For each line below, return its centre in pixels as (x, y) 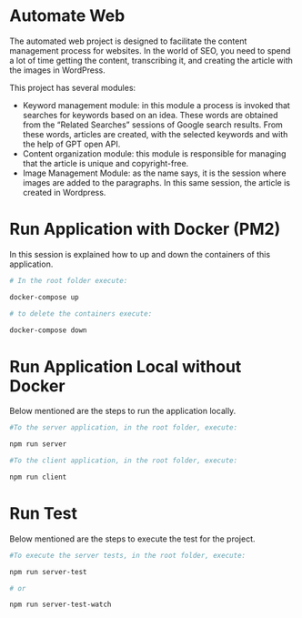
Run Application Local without (126, 366)
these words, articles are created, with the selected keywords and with (155, 134)
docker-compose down (49, 330)
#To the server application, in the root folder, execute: (124, 428)
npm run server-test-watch (60, 605)
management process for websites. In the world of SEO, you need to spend (150, 50)
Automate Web (67, 16)
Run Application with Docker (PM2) (145, 229)
